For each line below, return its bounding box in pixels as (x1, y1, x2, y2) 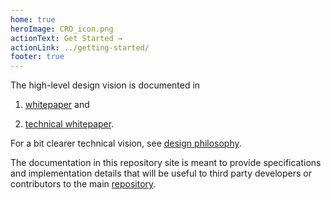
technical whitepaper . (24, 118, 115, 130)
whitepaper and (24, 99, 90, 111)
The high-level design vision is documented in (10, 79, 201, 91)
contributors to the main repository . (10, 178, 157, 190)
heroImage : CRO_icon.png (10, 24, 114, 34)
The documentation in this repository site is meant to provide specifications (10, 157, 322, 169)
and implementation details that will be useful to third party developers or (10, 167, 312, 180)
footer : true (10, 52, 65, 62)
